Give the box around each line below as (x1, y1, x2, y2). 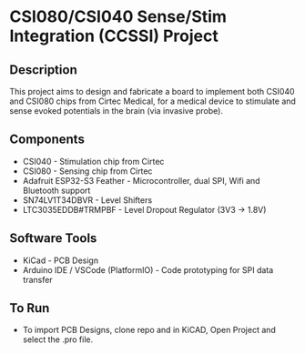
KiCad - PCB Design (22, 255, 98, 266)
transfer (22, 274, 53, 285)
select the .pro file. (22, 334, 94, 345)
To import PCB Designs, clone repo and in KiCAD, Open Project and (22, 325, 276, 336)
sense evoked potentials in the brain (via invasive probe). (9, 106, 223, 116)
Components (9, 132, 85, 147)
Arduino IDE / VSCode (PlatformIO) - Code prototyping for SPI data (22, 264, 274, 275)
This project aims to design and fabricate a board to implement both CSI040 (9, 86, 295, 96)
